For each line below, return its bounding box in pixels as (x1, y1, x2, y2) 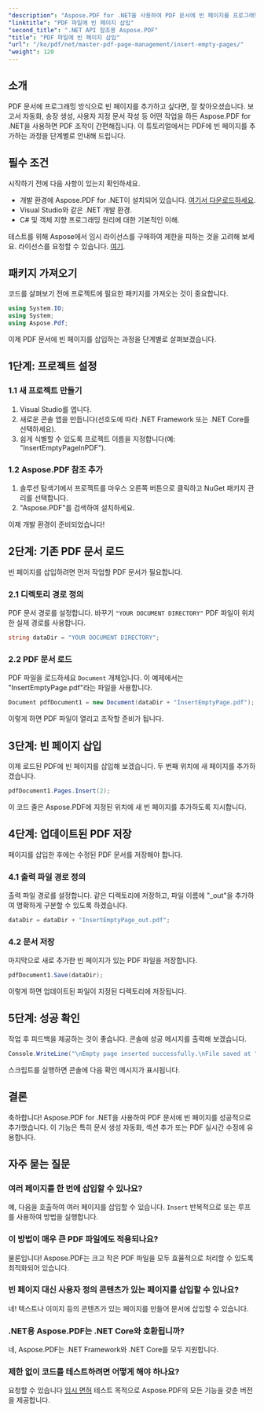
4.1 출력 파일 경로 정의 (8, 871, 86, 882)
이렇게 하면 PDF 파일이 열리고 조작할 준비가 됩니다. (8, 714, 164, 723)
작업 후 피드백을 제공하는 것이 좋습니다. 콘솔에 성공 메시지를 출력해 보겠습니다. (8, 1034, 247, 1043)
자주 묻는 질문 (8, 1157, 71, 1171)
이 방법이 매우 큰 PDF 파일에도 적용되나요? (8, 1234, 159, 1245)
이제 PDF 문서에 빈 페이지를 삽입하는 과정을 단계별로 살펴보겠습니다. (8, 335, 217, 344)
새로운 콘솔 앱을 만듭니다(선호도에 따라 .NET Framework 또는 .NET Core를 (19, 414, 250, 424)
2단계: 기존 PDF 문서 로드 (8, 545, 124, 558)
